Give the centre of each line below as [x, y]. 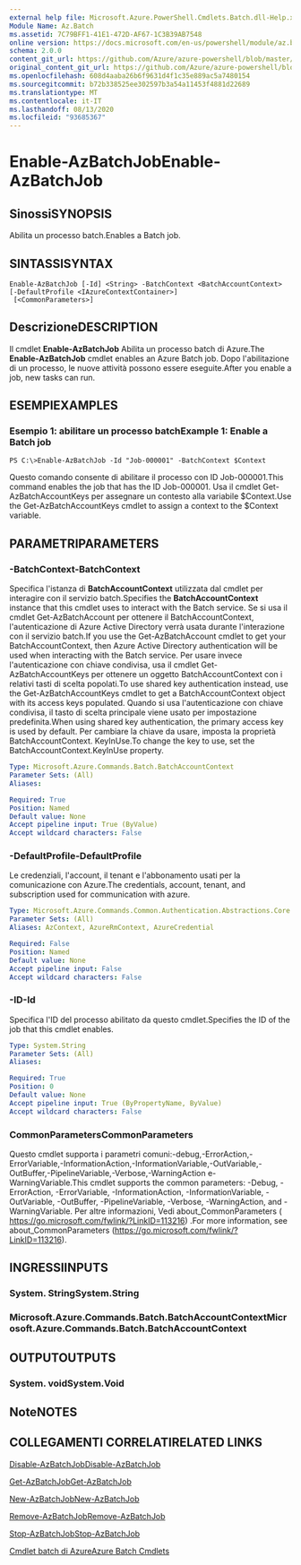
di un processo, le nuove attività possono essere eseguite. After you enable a [150, 367]
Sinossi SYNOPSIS [60, 214]
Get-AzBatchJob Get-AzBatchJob [70, 1481]
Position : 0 [31, 1087]
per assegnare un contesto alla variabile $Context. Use [191, 496]
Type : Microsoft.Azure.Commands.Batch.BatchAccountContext [122, 767]
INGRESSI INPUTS [59, 1268]
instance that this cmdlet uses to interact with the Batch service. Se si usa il [149, 608]
